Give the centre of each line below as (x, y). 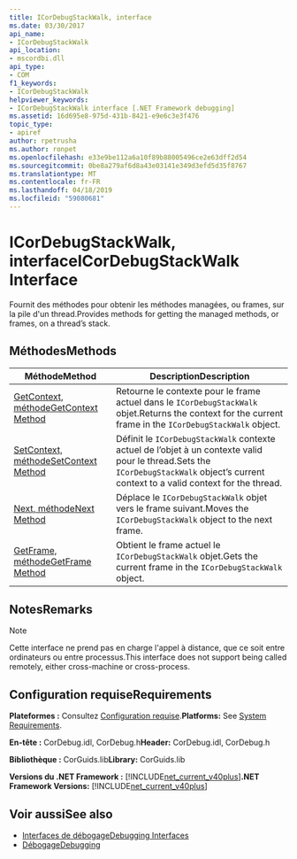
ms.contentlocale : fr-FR (55, 182)
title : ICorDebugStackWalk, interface (80, 17)
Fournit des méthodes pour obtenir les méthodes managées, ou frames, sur (147, 304)
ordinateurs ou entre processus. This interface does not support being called (148, 657)
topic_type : (31, 125)
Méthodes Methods (63, 351)
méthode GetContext (56, 407)
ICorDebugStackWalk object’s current (190, 472)
